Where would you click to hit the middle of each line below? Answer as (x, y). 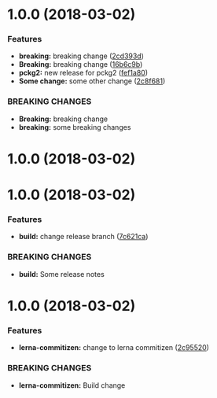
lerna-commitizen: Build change (72, 385)
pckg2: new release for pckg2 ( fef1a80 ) (83, 73)
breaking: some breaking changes (75, 127)
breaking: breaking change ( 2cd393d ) (81, 56)
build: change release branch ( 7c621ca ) (83, 237)
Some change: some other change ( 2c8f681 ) (92, 81)
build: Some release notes (62, 274)
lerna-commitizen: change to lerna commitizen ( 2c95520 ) (114, 348)
